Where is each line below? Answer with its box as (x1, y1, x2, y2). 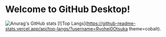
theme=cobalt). (128, 25, 161, 31)
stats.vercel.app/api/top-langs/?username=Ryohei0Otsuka (5, 25, 128, 31)
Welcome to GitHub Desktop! (5, 4, 130, 15)
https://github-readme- (87, 20, 136, 26)
